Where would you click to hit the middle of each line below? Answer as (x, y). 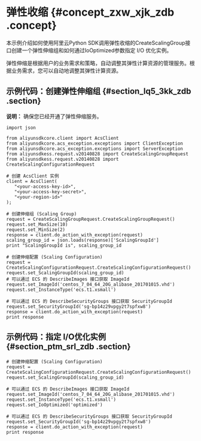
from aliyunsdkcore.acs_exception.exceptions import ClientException (95, 143)
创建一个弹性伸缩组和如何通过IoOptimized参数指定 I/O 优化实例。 (92, 50)
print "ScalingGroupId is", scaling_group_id (64, 245)
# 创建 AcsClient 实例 (33, 176)
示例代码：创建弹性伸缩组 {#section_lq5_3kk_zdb (99, 91)
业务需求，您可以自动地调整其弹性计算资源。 (66, 70)
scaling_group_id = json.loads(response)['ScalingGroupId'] (83, 240)
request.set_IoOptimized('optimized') (54, 405)
